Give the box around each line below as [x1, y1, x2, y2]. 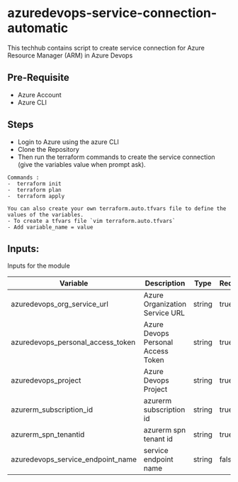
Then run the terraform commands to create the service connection [17, 153, 215, 161]
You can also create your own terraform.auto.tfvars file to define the [7, 204, 227, 212]
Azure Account [17, 90, 62, 99]
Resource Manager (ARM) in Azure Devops [7, 51, 133, 60]
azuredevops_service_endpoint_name [11, 454, 137, 464]
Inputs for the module [7, 261, 71, 270]
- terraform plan [7, 186, 62, 193]
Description [144, 278, 186, 288]
